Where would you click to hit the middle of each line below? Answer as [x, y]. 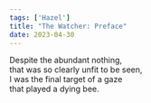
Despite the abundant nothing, [66, 61]
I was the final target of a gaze [66, 80]
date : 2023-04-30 [42, 34]
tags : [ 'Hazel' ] [40, 18]
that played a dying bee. [54, 89]
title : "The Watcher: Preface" [68, 26]
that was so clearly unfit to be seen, [76, 70]
